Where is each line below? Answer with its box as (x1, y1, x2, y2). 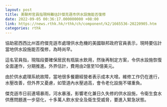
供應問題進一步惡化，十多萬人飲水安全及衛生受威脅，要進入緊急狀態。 (5, 97, 149, 103)
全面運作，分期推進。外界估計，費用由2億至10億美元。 (5, 63, 117, 69)
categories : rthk (5, 26, 41, 31)
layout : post (5, 7, 32, 12)
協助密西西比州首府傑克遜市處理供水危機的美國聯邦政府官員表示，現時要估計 (5, 40, 162, 46)
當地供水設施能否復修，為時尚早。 (5, 46, 75, 52)
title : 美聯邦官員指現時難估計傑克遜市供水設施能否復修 (5, 12, 106, 17)
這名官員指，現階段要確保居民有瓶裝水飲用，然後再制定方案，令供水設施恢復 (5, 57, 162, 63)
